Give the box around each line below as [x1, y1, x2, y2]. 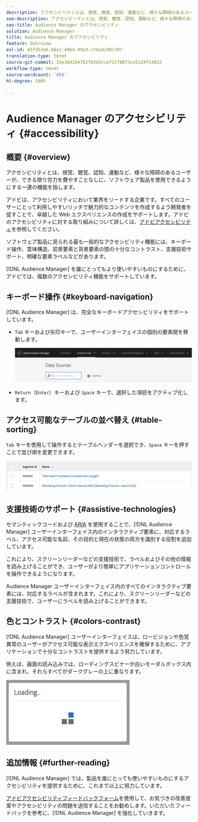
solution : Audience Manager [6, 28, 75, 34]
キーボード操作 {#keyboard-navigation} [6, 292, 154, 302]
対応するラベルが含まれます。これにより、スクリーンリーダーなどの [26, 590, 192, 597]
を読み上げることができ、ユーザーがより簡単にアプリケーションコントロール [6, 563, 192, 570]
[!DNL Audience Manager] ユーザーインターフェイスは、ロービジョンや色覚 [6, 633, 190, 640]
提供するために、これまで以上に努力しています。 [47, 782, 165, 789]
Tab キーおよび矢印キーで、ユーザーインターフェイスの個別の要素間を [14, 328, 184, 336]
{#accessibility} [18, 127, 100, 140]
